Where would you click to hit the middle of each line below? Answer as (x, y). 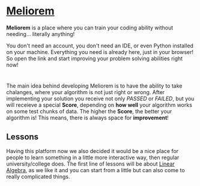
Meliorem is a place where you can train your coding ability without (90, 28)
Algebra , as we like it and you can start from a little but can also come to (95, 170)
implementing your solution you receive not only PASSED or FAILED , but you (100, 99)
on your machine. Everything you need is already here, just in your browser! (100, 52)
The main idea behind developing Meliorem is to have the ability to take (94, 86)
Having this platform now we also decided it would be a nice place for (92, 151)
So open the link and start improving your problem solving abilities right (95, 58)
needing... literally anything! (41, 34)
